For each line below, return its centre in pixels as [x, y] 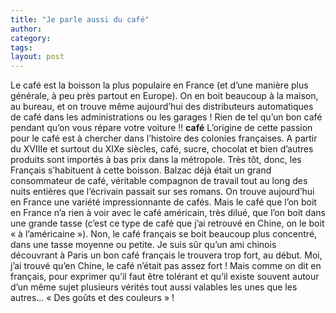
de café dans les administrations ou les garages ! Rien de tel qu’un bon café [166, 117]
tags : [21, 47]
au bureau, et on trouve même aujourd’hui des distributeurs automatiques [162, 107]
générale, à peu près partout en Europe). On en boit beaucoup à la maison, [164, 96]
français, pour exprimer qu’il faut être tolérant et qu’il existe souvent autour [165, 277]
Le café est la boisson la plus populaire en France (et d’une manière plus [159, 85]
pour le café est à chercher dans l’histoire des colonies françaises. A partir [164, 138]
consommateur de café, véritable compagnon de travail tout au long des [159, 181]
